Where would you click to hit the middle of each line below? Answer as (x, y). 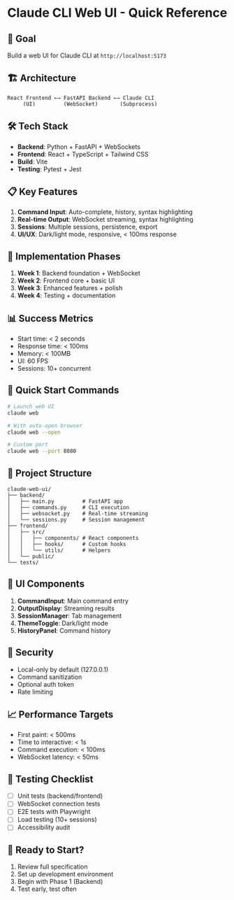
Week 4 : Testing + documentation (66, 296)
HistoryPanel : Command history (64, 630)
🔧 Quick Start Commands (63, 391)
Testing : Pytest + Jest (49, 169)
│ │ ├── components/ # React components (73, 538)
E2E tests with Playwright (54, 812)
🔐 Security (30, 653)
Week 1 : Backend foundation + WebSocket (79, 273)
